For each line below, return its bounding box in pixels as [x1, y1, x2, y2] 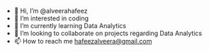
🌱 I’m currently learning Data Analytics [13, 22, 126, 30]
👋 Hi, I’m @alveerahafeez [13, 7, 88, 15]
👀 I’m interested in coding [13, 14, 89, 22]
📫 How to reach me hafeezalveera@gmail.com [13, 37, 152, 45]
